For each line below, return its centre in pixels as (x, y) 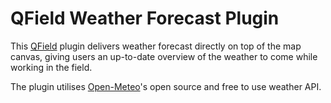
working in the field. (51, 67)
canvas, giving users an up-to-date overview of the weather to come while (164, 56)
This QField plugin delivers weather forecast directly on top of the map (156, 46)
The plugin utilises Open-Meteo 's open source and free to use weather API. (166, 86)
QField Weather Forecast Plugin (145, 18)
